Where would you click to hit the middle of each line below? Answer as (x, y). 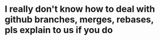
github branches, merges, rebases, (79, 20)
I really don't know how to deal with (80, 9)
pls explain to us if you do (59, 30)
